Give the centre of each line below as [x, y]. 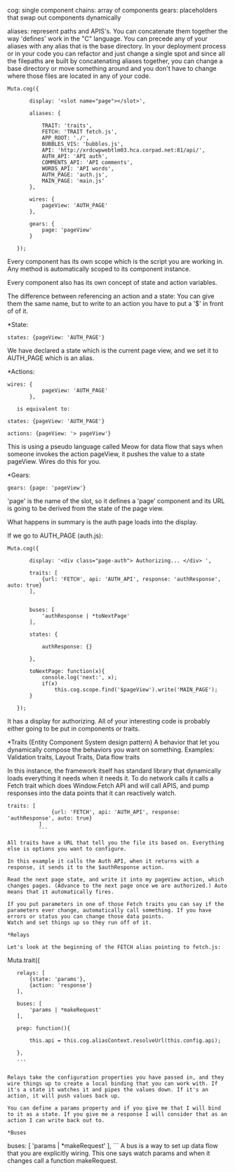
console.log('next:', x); [80, 677]
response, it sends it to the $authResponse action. [86, 867]
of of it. [18, 311]
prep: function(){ [43, 1028]
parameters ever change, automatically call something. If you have [109, 910]
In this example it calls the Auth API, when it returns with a [103, 861]
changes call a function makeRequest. [62, 1160]
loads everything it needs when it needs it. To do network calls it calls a [110, 778]
